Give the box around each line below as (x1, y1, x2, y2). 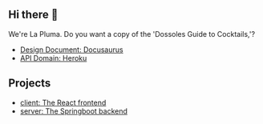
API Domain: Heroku (19, 53, 87, 62)
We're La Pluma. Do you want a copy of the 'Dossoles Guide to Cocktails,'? (8, 29, 255, 38)
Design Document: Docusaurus (19, 45, 123, 54)
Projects (8, 77, 51, 90)
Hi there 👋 (8, 8, 59, 22)
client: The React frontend (19, 98, 107, 107)
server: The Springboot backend (19, 106, 128, 116)
